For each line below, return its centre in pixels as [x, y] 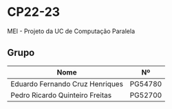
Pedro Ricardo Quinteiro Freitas [61, 95]
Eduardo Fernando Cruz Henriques [67, 83]
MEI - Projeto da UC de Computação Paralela [71, 31]
